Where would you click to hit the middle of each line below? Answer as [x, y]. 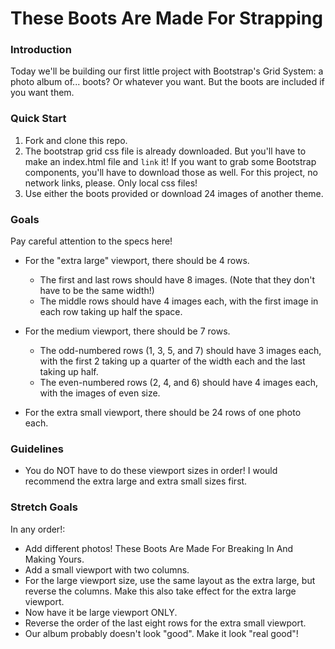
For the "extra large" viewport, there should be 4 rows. [137, 261]
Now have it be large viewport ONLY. [101, 612]
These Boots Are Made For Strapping [166, 18]
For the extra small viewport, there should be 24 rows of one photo [163, 413]
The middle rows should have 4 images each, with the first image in [179, 301]
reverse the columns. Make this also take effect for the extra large [160, 591]
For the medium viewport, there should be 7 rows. [127, 331]
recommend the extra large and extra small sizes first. [136, 481]
